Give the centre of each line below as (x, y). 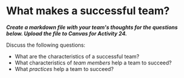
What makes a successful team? (88, 11)
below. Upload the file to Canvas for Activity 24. (67, 33)
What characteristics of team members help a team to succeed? (93, 63)
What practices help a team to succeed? (64, 69)
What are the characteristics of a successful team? (77, 56)
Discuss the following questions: (46, 45)
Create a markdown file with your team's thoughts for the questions (92, 27)
